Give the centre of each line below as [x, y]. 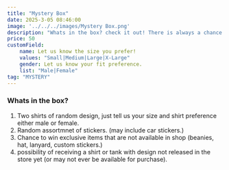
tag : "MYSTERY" [29, 77]
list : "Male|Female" [49, 70]
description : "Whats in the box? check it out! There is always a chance [115, 32]
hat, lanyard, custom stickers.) [60, 145]
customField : [26, 45]
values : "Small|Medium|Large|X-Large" [75, 58]
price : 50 [21, 39]
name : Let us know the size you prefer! [78, 52]
